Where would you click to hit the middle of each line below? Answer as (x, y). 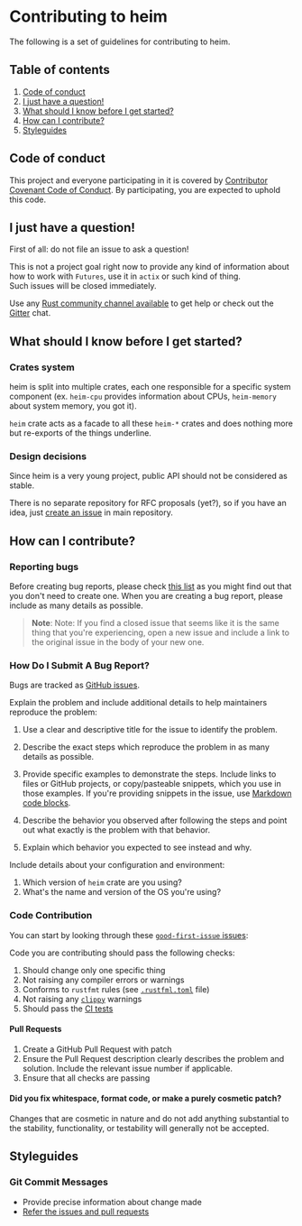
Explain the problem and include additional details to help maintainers (138, 703)
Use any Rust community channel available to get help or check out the (142, 303)
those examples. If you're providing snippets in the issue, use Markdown (157, 793)
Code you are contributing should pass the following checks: (122, 953)
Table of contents (59, 70)
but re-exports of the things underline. (80, 433)
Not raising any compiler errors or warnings (103, 980)
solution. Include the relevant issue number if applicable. (127, 1068)
